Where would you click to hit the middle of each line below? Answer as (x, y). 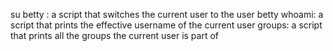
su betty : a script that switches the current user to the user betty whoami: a (167, 14)
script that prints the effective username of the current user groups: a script (166, 25)
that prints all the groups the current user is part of (115, 35)
